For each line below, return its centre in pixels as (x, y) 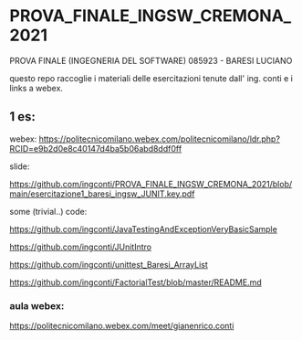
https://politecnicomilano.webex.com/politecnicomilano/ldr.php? (160, 139)
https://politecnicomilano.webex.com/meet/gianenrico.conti (122, 326)
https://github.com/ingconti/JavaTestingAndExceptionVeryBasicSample (144, 228)
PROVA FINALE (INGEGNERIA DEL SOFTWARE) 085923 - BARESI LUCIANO (151, 60)
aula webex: (37, 305)
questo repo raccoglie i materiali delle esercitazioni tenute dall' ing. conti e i (151, 78)
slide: (20, 166)
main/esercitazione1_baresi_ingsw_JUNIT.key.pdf (102, 194)
